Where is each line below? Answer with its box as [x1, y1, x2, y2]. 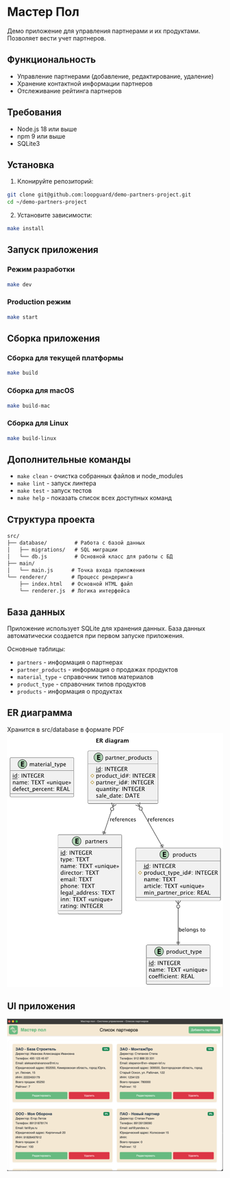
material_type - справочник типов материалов [16, 673, 154, 681]
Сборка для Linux [7, 419, 68, 428]
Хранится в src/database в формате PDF [7, 725, 125, 733]
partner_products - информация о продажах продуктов [16, 665, 179, 674]
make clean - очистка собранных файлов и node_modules [16, 472, 183, 480]
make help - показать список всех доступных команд [16, 494, 172, 502]
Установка [7, 159, 55, 171]
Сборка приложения [7, 333, 101, 345]
